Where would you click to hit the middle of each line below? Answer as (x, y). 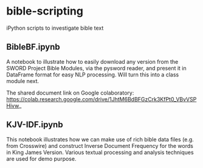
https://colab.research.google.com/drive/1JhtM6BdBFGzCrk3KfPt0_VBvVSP (101, 99)
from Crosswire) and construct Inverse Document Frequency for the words (100, 146)
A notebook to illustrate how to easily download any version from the (92, 61)
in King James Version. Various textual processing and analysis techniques (100, 152)
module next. (23, 81)
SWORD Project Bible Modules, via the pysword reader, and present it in (96, 68)
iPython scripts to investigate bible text (55, 28)
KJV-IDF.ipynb (35, 125)
